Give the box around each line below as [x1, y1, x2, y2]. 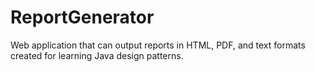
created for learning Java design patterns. [10, 49, 184, 61]
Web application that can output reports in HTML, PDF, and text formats [10, 39, 306, 51]
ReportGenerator [10, 6, 155, 29]
